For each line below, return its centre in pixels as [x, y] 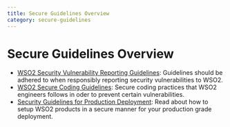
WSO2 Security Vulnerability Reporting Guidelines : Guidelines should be [120, 73]
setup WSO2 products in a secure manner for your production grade [114, 109]
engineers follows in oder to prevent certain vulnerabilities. [101, 95]
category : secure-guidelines [49, 20]
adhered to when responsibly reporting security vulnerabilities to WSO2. [120, 80]
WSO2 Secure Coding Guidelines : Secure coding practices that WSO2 [117, 87]
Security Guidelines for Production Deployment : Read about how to [113, 102]
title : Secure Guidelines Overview [58, 13]
